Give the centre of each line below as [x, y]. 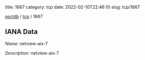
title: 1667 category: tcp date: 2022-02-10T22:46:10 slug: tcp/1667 [72, 7]
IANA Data [21, 32]
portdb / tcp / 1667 [24, 16]
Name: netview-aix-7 [27, 43]
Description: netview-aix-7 [32, 53]
